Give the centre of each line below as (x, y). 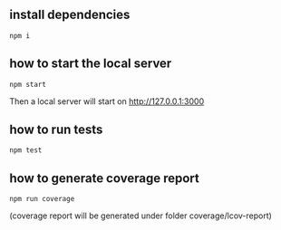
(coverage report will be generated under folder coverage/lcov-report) (140, 216)
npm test (26, 150)
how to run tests (56, 130)
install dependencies (70, 15)
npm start (28, 84)
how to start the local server (91, 64)
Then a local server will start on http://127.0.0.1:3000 (107, 101)
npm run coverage (42, 199)
